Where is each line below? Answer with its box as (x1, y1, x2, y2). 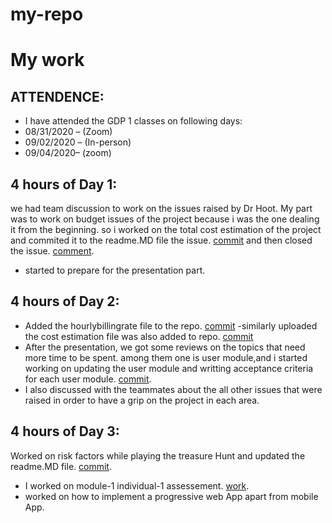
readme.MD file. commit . (10, 460, 112, 472)
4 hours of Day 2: (10, 293, 120, 310)
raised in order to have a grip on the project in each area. (24, 394, 260, 406)
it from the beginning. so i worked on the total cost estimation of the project (10, 224, 322, 235)
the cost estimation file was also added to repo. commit (24, 330, 254, 342)
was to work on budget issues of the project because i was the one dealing (10, 213, 320, 225)
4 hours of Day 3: (10, 423, 120, 440)
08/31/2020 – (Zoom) (24, 126, 113, 138)
